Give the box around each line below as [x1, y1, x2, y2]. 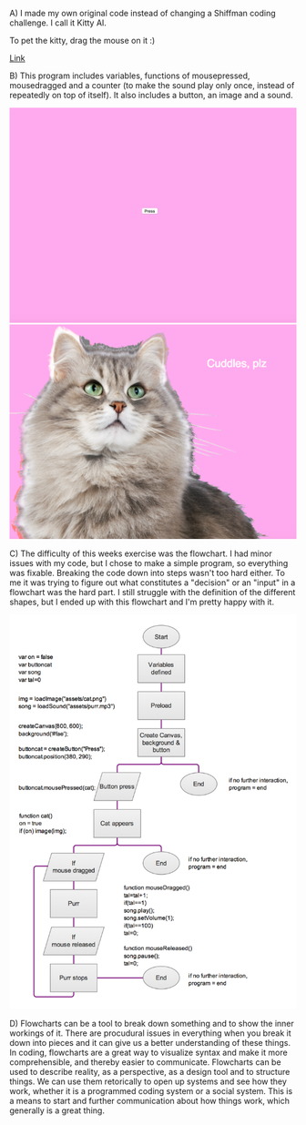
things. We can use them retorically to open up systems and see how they [9, 1076, 287, 1087]
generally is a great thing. [9, 1105, 105, 1116]
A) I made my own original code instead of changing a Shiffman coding [9, 8, 276, 18]
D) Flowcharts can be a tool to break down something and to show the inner [9, 1018, 294, 1029]
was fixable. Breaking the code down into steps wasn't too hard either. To [9, 568, 285, 579]
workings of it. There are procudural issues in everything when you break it [9, 1028, 291, 1039]
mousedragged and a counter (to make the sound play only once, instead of [9, 80, 295, 90]
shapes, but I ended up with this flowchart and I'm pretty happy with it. [9, 596, 275, 608]
